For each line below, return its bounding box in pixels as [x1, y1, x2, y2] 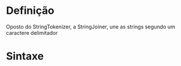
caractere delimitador [6, 29, 58, 36]
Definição [6, 4, 54, 17]
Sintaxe [6, 50, 44, 63]
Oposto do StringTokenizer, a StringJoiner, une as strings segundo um [6, 23, 176, 30]
